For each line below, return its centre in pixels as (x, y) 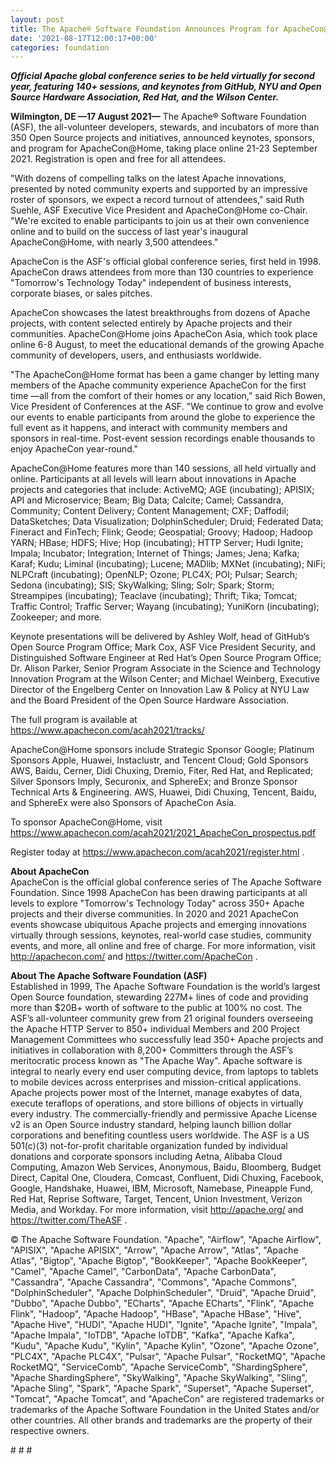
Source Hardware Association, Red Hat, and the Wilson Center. (145, 97)
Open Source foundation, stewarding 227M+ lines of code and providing (159, 997)
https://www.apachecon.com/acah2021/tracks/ (107, 730)
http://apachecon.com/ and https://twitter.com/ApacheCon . (134, 957)
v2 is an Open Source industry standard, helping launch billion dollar (151, 1125)
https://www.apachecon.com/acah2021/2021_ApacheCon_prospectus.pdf (163, 833)
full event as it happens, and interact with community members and (149, 428)
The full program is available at (74, 720)
